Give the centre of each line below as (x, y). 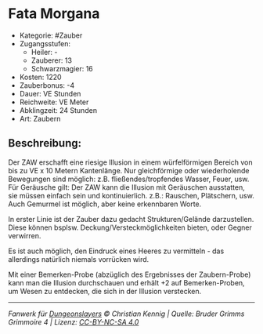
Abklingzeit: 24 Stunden (58, 110)
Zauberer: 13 (52, 60)
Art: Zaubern (40, 118)
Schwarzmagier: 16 (62, 68)
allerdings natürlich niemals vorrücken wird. (79, 259)
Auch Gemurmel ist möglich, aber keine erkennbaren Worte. (105, 204)
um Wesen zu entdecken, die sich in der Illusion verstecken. (105, 291)
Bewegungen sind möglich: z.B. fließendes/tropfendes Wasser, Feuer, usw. (129, 179)
